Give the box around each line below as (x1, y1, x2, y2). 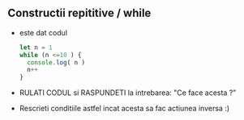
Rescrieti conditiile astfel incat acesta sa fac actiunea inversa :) (19, 104, 230, 114)
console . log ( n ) (27, 58, 86, 67)
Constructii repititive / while (7, 6, 152, 20)
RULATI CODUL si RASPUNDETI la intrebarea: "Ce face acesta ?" (19, 88, 237, 97)
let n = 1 (19, 43, 54, 52)
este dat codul (19, 27, 68, 37)
